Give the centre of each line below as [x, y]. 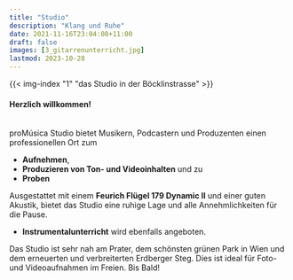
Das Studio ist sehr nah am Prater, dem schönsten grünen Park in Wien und [147, 249]
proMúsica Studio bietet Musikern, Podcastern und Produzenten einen [138, 133]
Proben [36, 179]
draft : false [33, 42]
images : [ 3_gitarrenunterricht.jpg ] [77, 51]
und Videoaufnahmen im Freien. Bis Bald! [85, 268]
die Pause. [28, 214]
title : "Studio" [39, 17]
